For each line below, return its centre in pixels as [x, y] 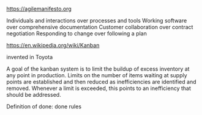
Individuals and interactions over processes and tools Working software [97, 20]
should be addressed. [34, 95]
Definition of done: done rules [44, 106]
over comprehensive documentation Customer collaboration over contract [100, 27]
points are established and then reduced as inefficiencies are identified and [101, 82]
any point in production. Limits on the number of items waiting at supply [97, 75]
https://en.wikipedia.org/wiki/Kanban [53, 45]
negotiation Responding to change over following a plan [77, 33]
